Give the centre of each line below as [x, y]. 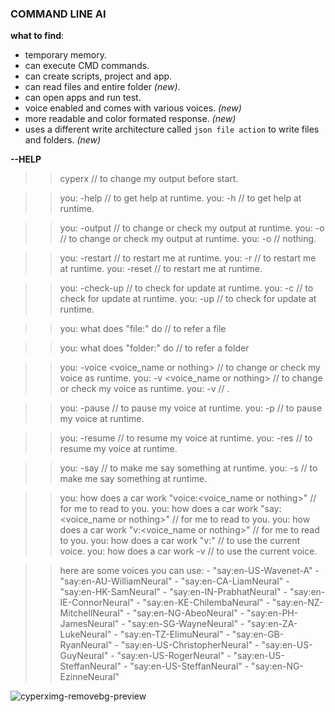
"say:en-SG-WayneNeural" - [186, 624]
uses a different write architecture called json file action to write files [172, 129]
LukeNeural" [85, 634]
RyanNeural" [86, 645]
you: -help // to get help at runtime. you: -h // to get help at [180, 198]
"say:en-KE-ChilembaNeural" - [206, 603]
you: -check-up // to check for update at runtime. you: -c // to [186, 288]
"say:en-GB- [258, 634]
